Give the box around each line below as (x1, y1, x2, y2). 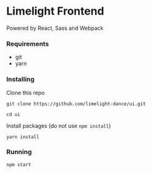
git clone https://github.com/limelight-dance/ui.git (6, 100, 147, 107)
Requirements (6, 40, 49, 48)
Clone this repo (6, 89, 45, 96)
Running (6, 148, 32, 156)
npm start (6, 161, 32, 168)
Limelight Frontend (6, 4, 104, 18)
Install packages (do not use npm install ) (6, 122, 111, 129)
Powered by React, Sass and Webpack (6, 24, 104, 32)
